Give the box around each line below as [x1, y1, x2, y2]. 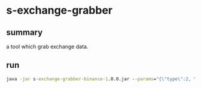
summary [6, 27, 43, 37]
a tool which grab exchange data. [6, 43, 89, 50]
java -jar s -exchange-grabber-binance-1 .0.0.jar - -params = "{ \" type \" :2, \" [6, 76, 199, 82]
